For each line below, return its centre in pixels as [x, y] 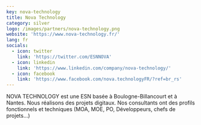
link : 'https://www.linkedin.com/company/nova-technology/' [94, 68]
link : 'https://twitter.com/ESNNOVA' [65, 57]
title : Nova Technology [36, 18]
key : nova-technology [33, 12]
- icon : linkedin [33, 62]
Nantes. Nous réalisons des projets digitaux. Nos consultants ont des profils [101, 103]
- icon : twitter [32, 51]
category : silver [28, 23]
